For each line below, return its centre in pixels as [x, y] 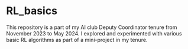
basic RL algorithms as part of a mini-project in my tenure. [77, 40]
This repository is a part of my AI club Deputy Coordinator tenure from [92, 27]
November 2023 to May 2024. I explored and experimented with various [94, 33]
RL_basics [32, 11]
